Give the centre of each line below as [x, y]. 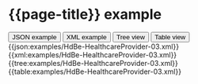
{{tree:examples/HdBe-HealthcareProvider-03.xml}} [93, 63]
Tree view [130, 37]
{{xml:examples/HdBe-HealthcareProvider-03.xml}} [93, 55]
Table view [170, 37]
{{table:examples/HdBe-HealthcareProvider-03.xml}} [95, 71]
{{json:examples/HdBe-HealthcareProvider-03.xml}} [94, 46]
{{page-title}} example [85, 15]
